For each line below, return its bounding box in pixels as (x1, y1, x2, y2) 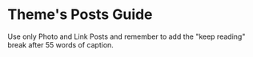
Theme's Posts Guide (7, 6, 153, 24)
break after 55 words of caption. (7, 40, 114, 49)
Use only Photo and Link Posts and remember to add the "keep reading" (7, 32, 246, 41)
